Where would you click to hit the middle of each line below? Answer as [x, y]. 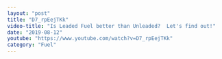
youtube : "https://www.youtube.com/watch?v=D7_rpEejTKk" [90, 39]
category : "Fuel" [32, 45]
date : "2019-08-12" [35, 32]
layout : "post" [29, 13]
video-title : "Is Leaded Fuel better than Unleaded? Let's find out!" [111, 26]
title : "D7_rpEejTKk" [38, 20]
